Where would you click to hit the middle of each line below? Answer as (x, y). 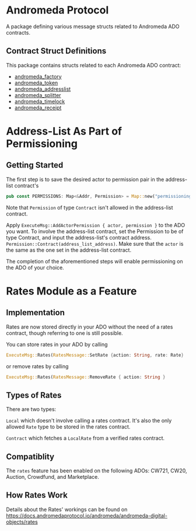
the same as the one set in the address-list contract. (69, 250)
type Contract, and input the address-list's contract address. (79, 237)
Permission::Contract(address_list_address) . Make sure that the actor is (95, 244)
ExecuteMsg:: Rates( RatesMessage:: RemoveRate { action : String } (86, 377)
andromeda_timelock (40, 101)
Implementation (36, 313)
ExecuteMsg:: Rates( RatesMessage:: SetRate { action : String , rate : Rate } (95, 355)
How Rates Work (37, 495)
